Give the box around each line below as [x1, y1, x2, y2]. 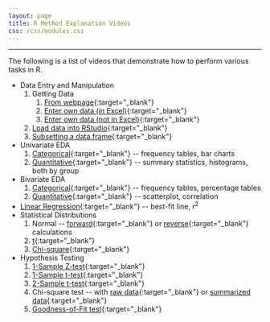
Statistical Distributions [19, 210, 97, 220]
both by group [31, 166, 80, 175]
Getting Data [31, 89, 75, 99]
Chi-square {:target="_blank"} [31, 245, 130, 254]
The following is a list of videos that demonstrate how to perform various [8, 56, 249, 66]
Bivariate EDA [19, 175, 66, 184]
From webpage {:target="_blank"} [43, 97, 154, 107]
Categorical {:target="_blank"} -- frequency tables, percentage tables [31, 183, 261, 193]
